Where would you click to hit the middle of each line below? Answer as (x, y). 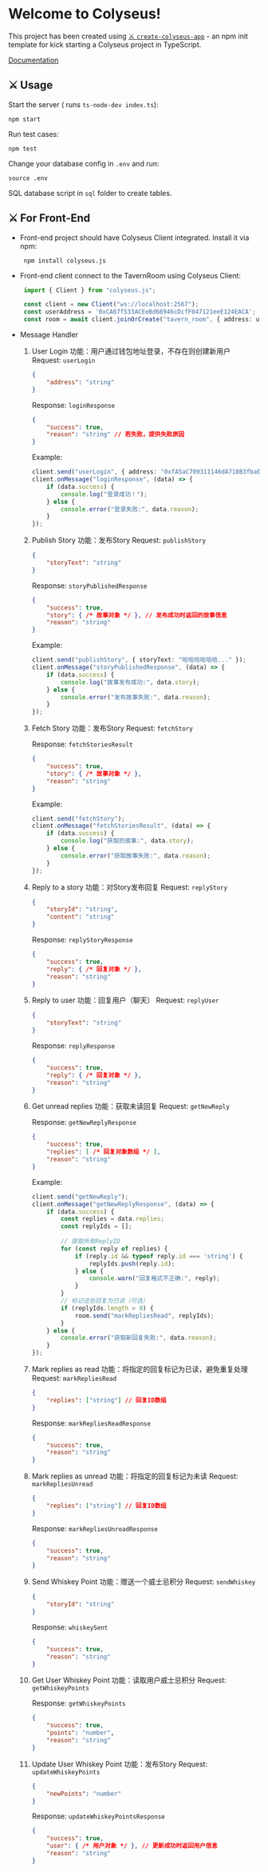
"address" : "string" (81, 382)
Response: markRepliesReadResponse (91, 1423)
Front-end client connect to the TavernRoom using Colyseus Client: (130, 275)
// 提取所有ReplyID (91, 1242)
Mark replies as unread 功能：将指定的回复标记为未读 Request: (135, 1476)
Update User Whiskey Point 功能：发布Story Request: (120, 1764)
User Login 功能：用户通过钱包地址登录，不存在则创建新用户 (131, 351)
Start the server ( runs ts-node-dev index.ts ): (83, 104)
